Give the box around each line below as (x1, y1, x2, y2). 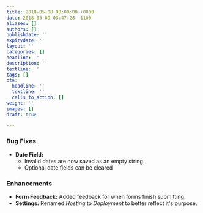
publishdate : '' (6, 32, 48, 38)
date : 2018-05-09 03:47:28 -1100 (6, 15, 92, 21)
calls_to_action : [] (12, 94, 64, 100)
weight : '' (6, 100, 34, 106)
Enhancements (6, 179, 53, 187)
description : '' (6, 60, 48, 66)
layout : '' (6, 43, 34, 50)
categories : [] (6, 49, 45, 55)
